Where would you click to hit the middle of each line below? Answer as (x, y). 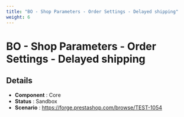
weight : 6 (18, 17)
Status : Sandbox (36, 101)
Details (19, 81)
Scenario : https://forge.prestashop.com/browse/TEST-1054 (88, 108)
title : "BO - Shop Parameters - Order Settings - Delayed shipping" (92, 12)
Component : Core (38, 95)
